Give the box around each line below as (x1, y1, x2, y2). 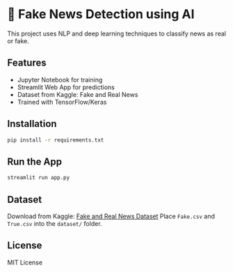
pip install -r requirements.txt (7, 136, 104, 144)
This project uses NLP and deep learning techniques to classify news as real (7, 29, 226, 38)
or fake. (7, 36, 29, 45)
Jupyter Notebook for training (17, 75, 103, 84)
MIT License (7, 258, 43, 266)
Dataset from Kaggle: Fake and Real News (17, 90, 138, 98)
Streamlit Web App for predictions (17, 83, 115, 91)
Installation (7, 118, 57, 130)
